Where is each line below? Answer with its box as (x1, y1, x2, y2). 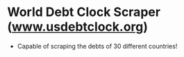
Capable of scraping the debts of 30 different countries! (17, 42, 178, 50)
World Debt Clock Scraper (7, 4, 161, 20)
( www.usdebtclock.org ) (7, 19, 148, 35)
